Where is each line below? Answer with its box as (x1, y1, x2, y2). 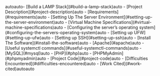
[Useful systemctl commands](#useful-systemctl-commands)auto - (5, 45, 142, 51)
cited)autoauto (5, 66, 35, 72)
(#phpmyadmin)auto (5, 56, 46, 61)
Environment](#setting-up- (98, 14, 153, 20)
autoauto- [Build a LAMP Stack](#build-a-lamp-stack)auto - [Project (5, 4, 143, 9)
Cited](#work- (113, 61, 142, 66)
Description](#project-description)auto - (5, 9, 87, 15)
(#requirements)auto (5, 14, 47, 20)
